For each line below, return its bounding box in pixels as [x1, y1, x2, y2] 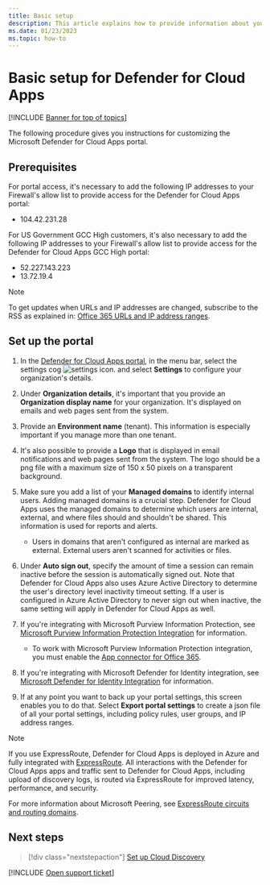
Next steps [8, 831, 64, 845]
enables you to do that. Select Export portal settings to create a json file [19, 700, 261, 710]
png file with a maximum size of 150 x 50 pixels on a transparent [19, 463, 233, 472]
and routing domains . [8, 807, 79, 816]
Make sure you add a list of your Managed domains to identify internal [19, 487, 255, 497]
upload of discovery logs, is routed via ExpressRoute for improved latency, [8, 775, 255, 784]
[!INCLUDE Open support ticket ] [8, 867, 115, 877]
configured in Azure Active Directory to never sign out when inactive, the [19, 595, 262, 605]
